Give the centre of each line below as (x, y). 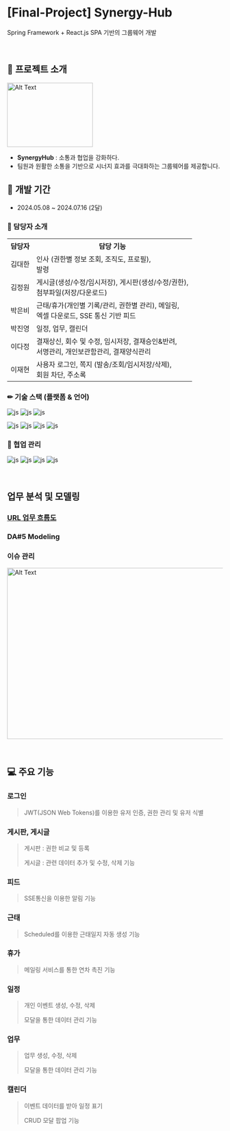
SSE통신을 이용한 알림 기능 (60, 898)
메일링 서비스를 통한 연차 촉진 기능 (69, 969)
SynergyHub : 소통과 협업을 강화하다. (68, 157)
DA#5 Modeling (34, 536)
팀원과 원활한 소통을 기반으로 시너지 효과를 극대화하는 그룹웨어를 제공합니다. (118, 166)
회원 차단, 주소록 (62, 375)
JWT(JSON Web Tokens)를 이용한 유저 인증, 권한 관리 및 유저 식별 (114, 812)
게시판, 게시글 (28, 832)
